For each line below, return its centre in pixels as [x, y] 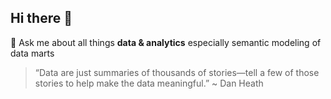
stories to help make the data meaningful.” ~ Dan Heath [149, 83]
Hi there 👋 [41, 18]
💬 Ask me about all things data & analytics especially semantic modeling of [166, 42]
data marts [32, 53]
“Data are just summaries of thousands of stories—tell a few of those [177, 72]
